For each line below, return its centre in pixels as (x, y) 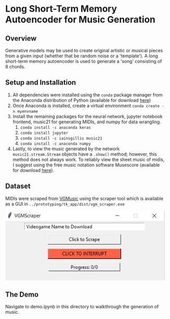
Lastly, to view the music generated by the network (66, 149)
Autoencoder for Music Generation (80, 20)
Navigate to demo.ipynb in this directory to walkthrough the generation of (82, 307)
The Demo (22, 295)
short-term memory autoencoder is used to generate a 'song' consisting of (84, 61)
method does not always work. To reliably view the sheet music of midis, (89, 159)
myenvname (28, 111)
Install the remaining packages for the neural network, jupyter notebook (88, 116)
